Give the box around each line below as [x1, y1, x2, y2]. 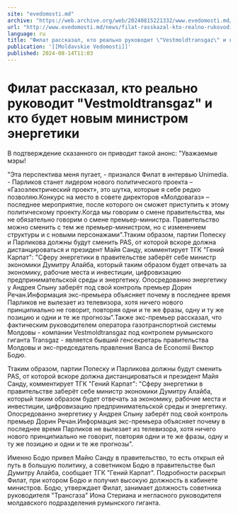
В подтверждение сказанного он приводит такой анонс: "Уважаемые [7, 149, 218, 157]
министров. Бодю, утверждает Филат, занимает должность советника [7, 483, 222, 492]
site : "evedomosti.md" [7, 10, 74, 18]
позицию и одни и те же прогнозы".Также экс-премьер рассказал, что [7, 313, 222, 321]
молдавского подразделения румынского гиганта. [7, 498, 161, 507]
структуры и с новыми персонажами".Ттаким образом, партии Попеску [7, 230, 227, 239]
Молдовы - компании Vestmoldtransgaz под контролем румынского [7, 328, 214, 336]
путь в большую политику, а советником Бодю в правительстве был [7, 461, 215, 469]
